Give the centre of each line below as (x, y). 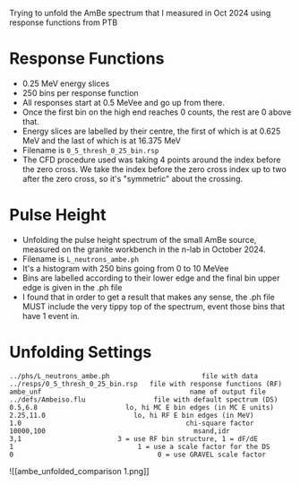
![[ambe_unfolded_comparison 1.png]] (79, 471)
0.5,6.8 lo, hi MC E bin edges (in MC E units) (142, 407)
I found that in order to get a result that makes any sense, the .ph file (148, 297)
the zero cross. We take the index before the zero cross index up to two (154, 169)
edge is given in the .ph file (72, 287)
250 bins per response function (80, 92)
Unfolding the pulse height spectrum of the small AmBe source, (139, 239)
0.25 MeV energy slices (66, 83)
